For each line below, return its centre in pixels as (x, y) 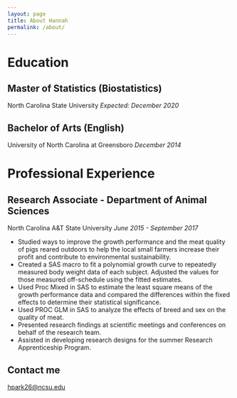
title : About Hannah (38, 21)
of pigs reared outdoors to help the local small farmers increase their (118, 249)
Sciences (28, 211)
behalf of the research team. (59, 333)
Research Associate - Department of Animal (107, 200)
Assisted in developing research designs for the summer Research (115, 340)
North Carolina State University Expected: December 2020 (93, 106)
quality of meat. (41, 318)
